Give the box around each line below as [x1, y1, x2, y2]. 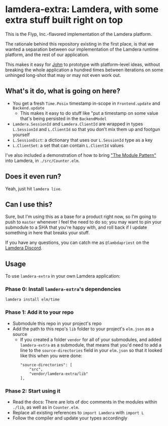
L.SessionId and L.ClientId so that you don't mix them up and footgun [12, 126, 160, 132]
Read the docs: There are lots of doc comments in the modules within [12, 399, 157, 405]
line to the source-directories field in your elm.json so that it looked [20, 347, 162, 353]
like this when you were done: [20, 353, 82, 359]
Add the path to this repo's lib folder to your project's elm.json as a [12, 325, 154, 332]
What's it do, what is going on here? [5, 87, 121, 96]
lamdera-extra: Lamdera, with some [5, 4, 159, 15]
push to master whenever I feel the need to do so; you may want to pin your [5, 219, 162, 225]
